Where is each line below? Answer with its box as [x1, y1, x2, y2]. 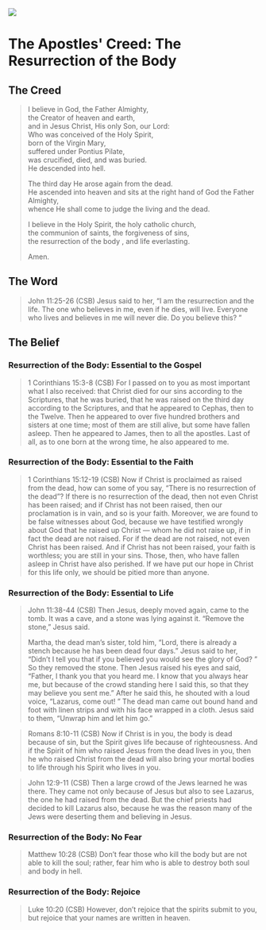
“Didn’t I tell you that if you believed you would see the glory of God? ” [27, 654, 258, 664]
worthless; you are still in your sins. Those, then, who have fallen [27, 550, 240, 560]
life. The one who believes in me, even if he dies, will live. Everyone [27, 304, 249, 314]
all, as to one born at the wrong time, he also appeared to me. [27, 437, 229, 446]
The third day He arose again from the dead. [27, 179, 173, 188]
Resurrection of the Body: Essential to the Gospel [8, 360, 202, 371]
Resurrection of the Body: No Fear [8, 832, 142, 843]
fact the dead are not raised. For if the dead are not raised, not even [27, 534, 250, 543]
